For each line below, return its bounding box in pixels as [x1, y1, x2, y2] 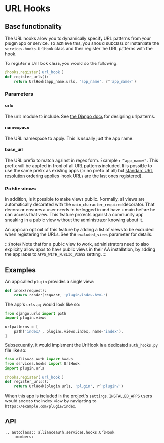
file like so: [5, 347, 27, 353]
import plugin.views [5, 316, 47, 320]
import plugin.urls [5, 366, 45, 371]
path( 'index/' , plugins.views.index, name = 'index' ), [14, 329, 123, 334]
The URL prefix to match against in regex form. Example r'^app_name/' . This [5, 157, 159, 164]
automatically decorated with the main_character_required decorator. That [5, 201, 155, 208]
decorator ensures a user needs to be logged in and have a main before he [5, 207, 156, 212]
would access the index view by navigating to [5, 398, 97, 403]
